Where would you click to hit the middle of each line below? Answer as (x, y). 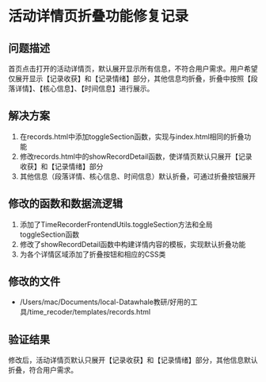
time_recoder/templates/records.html (90, 312)
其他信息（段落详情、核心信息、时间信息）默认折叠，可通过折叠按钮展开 (137, 176)
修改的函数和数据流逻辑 (65, 204)
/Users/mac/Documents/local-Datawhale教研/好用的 (105, 302)
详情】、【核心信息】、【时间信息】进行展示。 (84, 89)
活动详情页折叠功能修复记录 (99, 16)
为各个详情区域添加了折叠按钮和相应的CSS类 (93, 254)
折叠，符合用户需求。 (43, 370)
